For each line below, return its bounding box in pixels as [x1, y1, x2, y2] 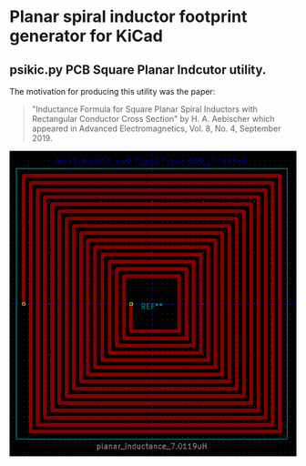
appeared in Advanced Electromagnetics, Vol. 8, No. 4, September [31, 123, 281, 134]
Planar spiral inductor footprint [9, 6, 248, 27]
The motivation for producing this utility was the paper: [9, 86, 216, 96]
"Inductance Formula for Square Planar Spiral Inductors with [31, 104, 258, 115]
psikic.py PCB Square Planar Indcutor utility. [9, 62, 267, 77]
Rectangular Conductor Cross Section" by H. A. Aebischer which [31, 114, 275, 124]
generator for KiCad [9, 25, 164, 46]
